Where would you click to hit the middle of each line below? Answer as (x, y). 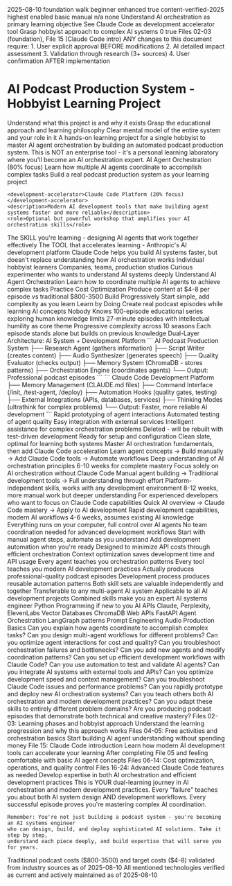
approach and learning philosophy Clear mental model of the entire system (114, 130)
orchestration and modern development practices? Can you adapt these (110, 701)
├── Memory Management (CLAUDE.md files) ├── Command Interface (110, 384)
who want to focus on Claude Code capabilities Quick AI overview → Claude (116, 502)
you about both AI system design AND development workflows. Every (107, 797)
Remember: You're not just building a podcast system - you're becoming (114, 817)
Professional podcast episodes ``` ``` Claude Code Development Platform (111, 377)
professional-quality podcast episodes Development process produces (108, 576)
